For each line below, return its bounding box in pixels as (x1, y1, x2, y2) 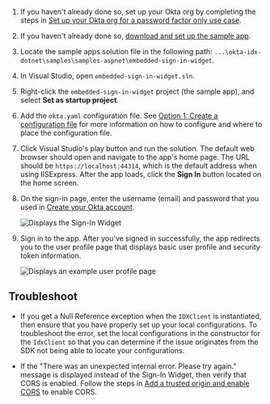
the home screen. (19, 178, 79, 187)
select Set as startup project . (19, 95, 120, 104)
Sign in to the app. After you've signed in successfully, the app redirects (19, 234, 260, 243)
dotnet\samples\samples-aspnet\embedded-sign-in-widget (19, 57, 213, 65)
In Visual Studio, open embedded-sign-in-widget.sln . (19, 71, 196, 80)
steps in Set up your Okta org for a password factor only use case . (19, 15, 242, 25)
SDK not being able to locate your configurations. (19, 345, 185, 355)
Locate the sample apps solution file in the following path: (19, 47, 213, 56)
